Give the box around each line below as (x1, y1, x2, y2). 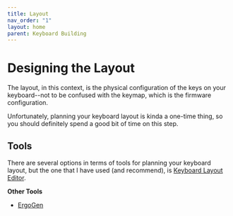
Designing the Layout (7, 61, 136, 76)
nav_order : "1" (7, 17, 52, 24)
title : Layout (7, 10, 49, 18)
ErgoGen (17, 201, 44, 209)
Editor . (7, 174, 26, 182)
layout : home (7, 23, 46, 30)
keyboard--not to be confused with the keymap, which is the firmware (7, 91, 212, 99)
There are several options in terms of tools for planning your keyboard (7, 159, 211, 167)
